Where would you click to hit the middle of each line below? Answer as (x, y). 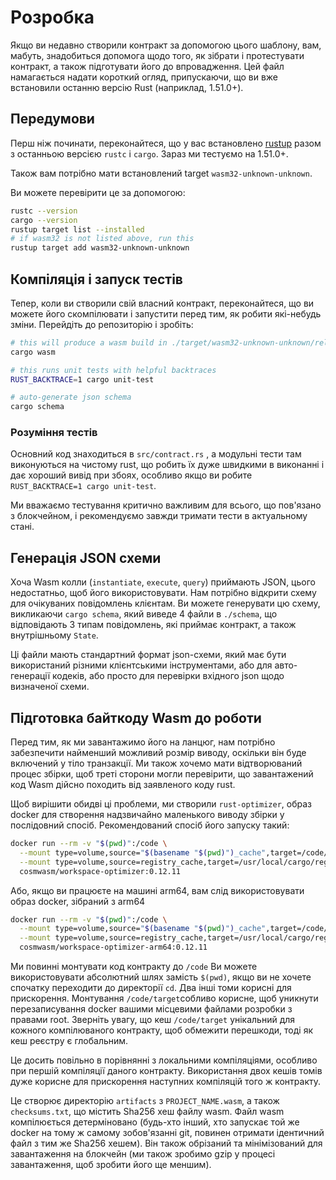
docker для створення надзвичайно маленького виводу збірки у (147, 815)
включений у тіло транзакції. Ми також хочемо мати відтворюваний (156, 763)
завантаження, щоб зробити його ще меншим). (111, 1165)
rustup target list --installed (77, 229)
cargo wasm (33, 352)
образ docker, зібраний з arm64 (78, 901)
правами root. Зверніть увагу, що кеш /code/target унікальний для (153, 1020)
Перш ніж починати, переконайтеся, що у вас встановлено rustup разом (166, 143)
